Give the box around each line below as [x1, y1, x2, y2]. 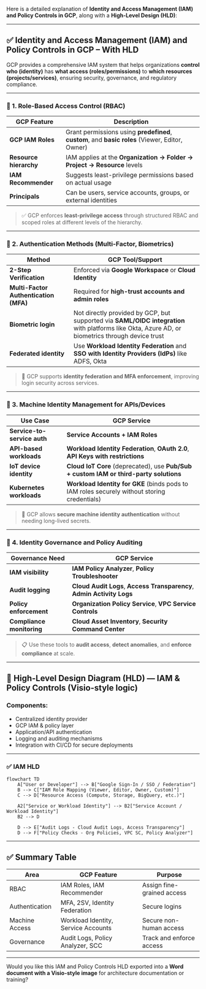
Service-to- [9, 426, 47, 435]
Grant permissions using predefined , [65, 128, 172, 137]
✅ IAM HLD [6, 762, 40, 771]
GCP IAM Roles [9, 136, 55, 144]
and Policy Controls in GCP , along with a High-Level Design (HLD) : [6, 12, 178, 19]
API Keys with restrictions [66, 452, 145, 460]
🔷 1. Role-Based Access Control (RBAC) [6, 101, 126, 110]
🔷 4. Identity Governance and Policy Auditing [6, 538, 143, 546]
